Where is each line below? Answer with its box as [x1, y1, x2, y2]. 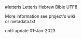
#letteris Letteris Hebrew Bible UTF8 [5, 4, 78, 10]
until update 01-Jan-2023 [5, 28, 55, 33]
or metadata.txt [5, 19, 36, 24]
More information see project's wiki [5, 13, 76, 19]
